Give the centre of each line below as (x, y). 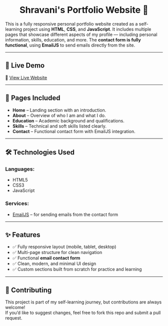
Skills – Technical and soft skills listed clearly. (59, 126)
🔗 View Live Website (26, 77)
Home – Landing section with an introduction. (59, 110)
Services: (17, 203)
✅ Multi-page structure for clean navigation (57, 252)
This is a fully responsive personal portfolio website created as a (71, 23)
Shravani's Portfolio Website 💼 (84, 10)
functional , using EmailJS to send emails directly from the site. (70, 45)
